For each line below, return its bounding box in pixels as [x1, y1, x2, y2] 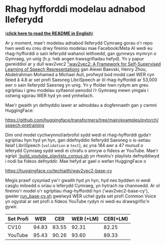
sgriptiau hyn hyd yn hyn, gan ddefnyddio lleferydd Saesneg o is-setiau [5, 137, 151, 143]
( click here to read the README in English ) [5, 30, 94, 36]
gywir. [5, 203, 18, 209]
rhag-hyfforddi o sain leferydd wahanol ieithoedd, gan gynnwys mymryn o [5, 50, 157, 56]
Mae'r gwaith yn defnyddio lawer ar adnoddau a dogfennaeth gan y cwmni [5, 102, 157, 108]
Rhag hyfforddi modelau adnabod [5, 3, 146, 15]
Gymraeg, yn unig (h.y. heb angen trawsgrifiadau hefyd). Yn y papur [5, 55, 144, 61]
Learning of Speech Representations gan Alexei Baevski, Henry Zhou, [5, 66, 147, 72]
